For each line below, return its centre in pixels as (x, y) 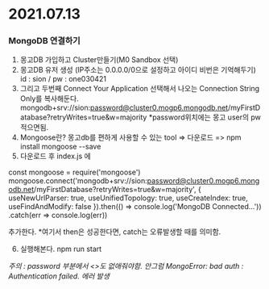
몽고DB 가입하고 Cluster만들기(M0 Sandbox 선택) (99, 60)
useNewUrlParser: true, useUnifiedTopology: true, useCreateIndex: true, (128, 198)
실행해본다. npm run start (61, 249)
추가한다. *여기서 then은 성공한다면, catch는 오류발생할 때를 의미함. (115, 232)
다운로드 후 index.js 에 (55, 156)
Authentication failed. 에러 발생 (59, 276)
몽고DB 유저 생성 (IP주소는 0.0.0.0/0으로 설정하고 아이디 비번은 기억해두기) (138, 70)
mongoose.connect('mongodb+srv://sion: (78, 181)
